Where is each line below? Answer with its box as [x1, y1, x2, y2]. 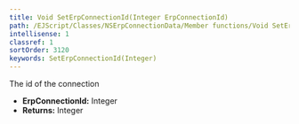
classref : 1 [9, 37, 53, 47]
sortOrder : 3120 [9, 46, 69, 55]
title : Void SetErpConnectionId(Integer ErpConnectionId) [9, 12, 229, 22]
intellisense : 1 [9, 29, 69, 38]
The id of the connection [9, 79, 100, 89]
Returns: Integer [21, 105, 84, 115]
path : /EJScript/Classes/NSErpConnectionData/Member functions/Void [9, 21, 269, 30]
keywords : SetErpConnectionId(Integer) [9, 54, 158, 63]
